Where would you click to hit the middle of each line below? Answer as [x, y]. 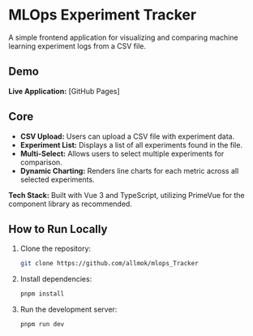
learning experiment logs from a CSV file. [77, 45]
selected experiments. [57, 179]
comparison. [41, 162]
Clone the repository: [56, 248]
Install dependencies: [56, 279]
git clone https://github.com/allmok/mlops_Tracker [109, 264]
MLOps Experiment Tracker [103, 15]
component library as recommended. [70, 204]
